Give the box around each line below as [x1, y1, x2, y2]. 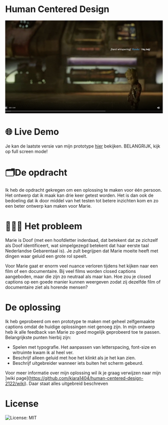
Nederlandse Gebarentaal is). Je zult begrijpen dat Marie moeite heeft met [5, 248, 158, 254]
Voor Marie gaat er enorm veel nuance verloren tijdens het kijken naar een [5, 263, 158, 269]
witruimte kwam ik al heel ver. [12, 349, 74, 355]
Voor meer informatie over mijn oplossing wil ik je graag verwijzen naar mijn [5, 370, 161, 376]
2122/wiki [5, 380, 25, 386]
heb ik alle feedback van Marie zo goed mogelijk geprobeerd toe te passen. [5, 329, 161, 335]
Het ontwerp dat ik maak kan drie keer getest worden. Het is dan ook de [5, 192, 154, 199]
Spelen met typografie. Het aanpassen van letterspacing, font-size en [12, 344, 156, 350]
